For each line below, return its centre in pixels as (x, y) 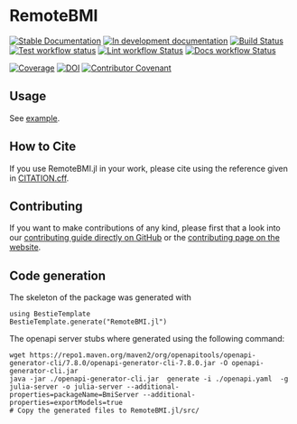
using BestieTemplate (50, 314)
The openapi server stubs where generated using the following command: (147, 339)
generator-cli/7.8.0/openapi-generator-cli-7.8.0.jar (113, 363)
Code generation (58, 275)
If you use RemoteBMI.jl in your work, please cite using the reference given (149, 168)
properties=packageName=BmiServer (74, 395)
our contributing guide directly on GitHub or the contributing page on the (144, 238)
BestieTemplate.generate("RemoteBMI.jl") (88, 322)
